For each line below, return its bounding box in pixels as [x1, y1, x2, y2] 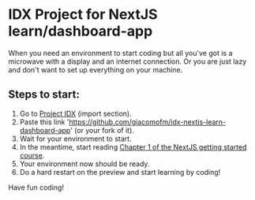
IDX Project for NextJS [8, 6, 158, 24]
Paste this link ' [19, 117, 69, 127]
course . [19, 150, 45, 160]
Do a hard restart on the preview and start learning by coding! [19, 167, 221, 176]
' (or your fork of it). [69, 125, 134, 135]
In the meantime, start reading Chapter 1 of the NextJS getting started [19, 142, 247, 151]
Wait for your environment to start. [19, 134, 132, 143]
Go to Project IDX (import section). [19, 109, 132, 118]
